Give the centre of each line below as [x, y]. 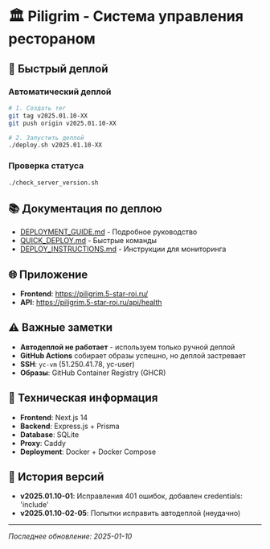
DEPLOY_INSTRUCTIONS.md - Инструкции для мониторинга [123, 249]
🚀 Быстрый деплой [58, 69]
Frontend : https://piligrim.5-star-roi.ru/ [84, 294]
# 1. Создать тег [37, 108]
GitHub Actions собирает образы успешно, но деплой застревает [133, 355]
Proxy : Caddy [43, 443]
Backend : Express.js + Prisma [70, 426]
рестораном [52, 39]
